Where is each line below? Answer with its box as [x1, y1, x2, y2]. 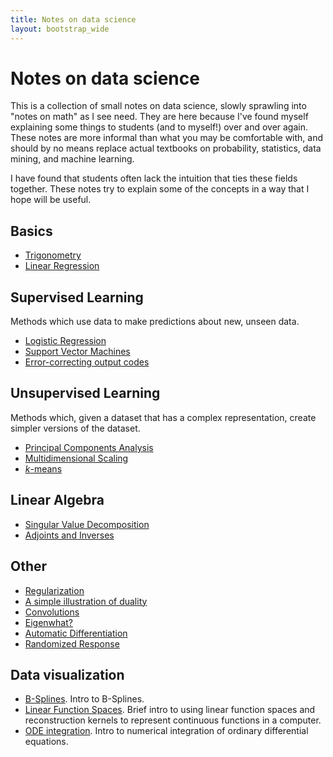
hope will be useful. [10, 194, 92, 206]
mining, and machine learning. [10, 153, 135, 165]
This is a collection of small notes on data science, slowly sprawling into [10, 100, 307, 112]
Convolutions [24, 606, 80, 618]
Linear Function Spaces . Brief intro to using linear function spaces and [24, 704, 316, 716]
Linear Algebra [10, 492, 105, 509]
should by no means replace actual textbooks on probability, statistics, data [10, 142, 322, 155]
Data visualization [10, 666, 125, 683]
